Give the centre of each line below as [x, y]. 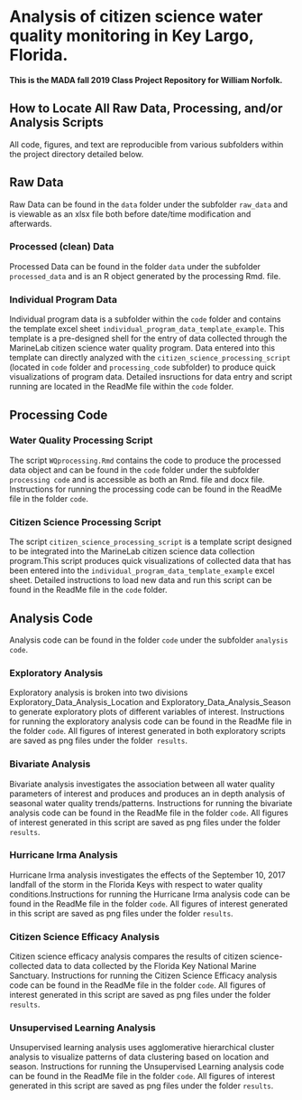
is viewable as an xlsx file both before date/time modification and [130, 213]
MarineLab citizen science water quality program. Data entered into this [142, 348]
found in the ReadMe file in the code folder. [88, 590]
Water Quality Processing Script [81, 440]
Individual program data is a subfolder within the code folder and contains [145, 319]
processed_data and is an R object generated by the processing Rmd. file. [145, 276]
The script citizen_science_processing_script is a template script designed [151, 542]
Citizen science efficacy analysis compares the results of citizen [128, 956]
